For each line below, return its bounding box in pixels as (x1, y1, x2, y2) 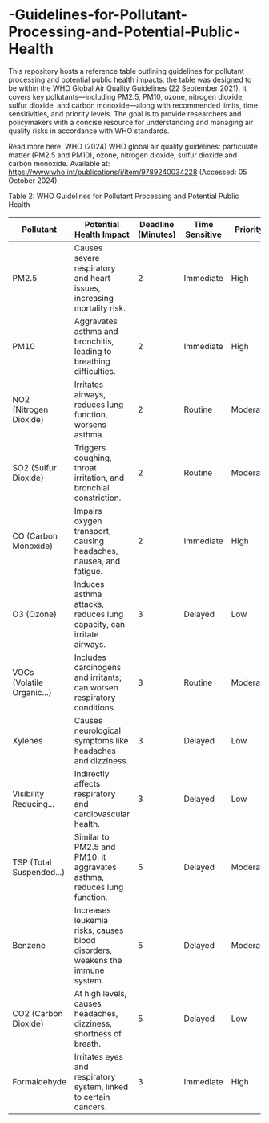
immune (74, 965, 105, 976)
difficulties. (74, 365, 116, 376)
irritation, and (74, 472, 125, 483)
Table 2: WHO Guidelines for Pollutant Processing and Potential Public (8, 191, 239, 201)
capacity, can (74, 618, 126, 629)
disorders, (74, 945, 113, 956)
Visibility (12, 788, 45, 800)
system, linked (74, 1081, 129, 1092)
